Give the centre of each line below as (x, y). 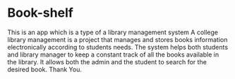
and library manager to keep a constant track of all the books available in (113, 55)
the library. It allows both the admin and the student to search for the (107, 62)
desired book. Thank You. (45, 69)
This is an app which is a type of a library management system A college (113, 32)
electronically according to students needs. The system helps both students (117, 47)
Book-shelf (41, 13)
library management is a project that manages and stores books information (117, 39)
